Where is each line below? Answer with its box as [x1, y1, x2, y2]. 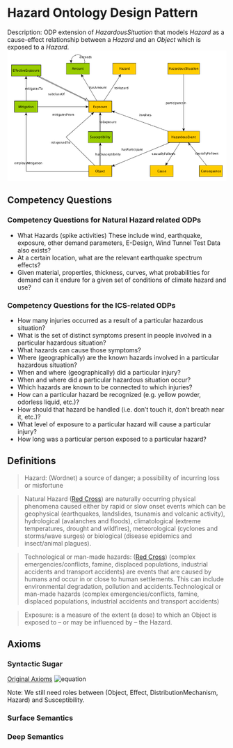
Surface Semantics [7, 713, 74, 723]
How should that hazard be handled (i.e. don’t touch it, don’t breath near [17, 405, 225, 413]
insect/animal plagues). [24, 539, 92, 547]
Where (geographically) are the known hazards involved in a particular [17, 353, 219, 361]
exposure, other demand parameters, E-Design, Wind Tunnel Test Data [17, 239, 221, 247]
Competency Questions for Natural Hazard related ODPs [7, 215, 202, 225]
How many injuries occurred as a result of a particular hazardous [17, 316, 204, 324]
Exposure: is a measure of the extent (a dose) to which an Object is [24, 611, 217, 619]
